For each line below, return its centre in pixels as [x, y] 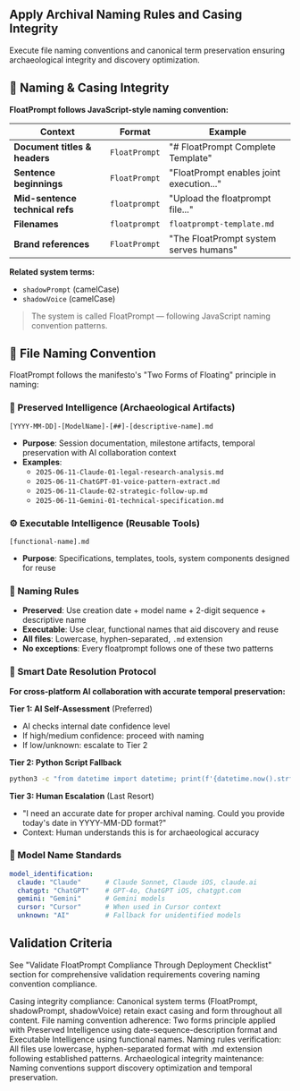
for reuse [39, 568]
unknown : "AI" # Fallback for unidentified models [129, 916]
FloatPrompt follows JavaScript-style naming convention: [119, 109]
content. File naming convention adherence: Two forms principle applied [142, 1020]
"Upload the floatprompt [220, 198]
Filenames [36, 224]
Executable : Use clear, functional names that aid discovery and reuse [150, 629]
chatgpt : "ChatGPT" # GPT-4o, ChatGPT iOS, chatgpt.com [129, 891]
